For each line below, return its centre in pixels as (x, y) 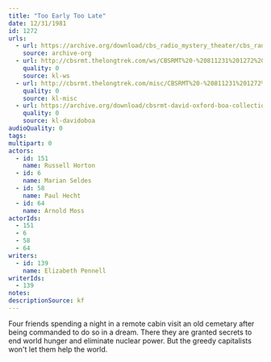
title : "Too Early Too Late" (57, 16)
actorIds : (25, 218)
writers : (23, 256)
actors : (21, 151)
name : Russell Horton (59, 166)
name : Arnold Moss (54, 210)
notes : (19, 293)
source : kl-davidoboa (59, 121)
